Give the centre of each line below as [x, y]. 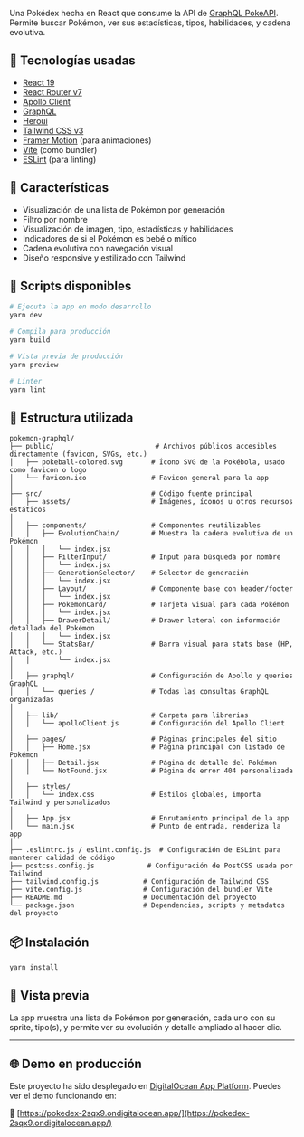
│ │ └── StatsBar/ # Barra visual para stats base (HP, [152, 644]
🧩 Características [59, 188]
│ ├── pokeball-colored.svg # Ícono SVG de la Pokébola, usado [147, 462]
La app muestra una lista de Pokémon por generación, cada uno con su [142, 1018]
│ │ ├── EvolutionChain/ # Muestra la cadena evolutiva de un [152, 534]
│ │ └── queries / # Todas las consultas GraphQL [139, 692]
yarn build [30, 340]
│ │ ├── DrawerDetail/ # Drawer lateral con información [145, 621]
